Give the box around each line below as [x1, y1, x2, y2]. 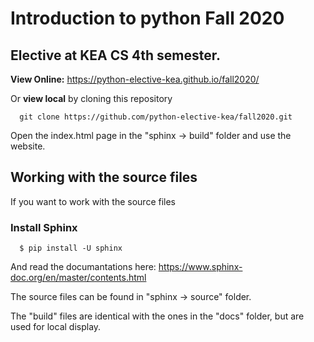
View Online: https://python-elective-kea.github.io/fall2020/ [10, 73, 260, 85]
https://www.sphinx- [158, 261, 243, 273]
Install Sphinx [10, 220, 78, 234]
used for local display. [10, 321, 102, 333]
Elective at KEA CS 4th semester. [10, 47, 221, 64]
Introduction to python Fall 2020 [10, 7, 285, 30]
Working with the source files [10, 169, 198, 186]
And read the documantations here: [10, 261, 157, 273]
